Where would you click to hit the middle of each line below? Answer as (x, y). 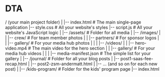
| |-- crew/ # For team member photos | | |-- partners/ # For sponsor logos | (82, 38)
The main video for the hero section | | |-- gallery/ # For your (94, 48)
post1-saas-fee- (137, 58)
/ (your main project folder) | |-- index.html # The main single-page (73, 22)
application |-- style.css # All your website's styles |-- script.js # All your (79, 27)
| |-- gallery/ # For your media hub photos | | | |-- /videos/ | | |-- (70, 43)
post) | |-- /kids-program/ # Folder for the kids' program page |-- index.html (82, 69)
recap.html (16, 64)
